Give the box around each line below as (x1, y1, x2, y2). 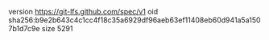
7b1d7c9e (8, 24, 40, 33)
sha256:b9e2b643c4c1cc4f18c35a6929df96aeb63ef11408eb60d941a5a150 (8, 15, 261, 25)
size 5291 (41, 24, 73, 33)
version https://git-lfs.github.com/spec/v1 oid (8, 7, 159, 16)
